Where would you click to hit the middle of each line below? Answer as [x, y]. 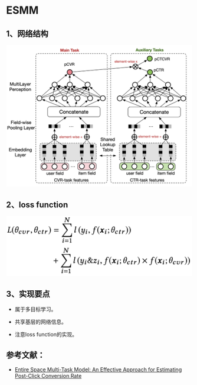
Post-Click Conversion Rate [48, 376]
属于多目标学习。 [35, 309]
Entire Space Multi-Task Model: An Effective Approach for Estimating [98, 370]
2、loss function [37, 205]
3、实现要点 [28, 294]
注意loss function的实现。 [46, 335]
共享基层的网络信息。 [40, 322]
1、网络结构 [27, 33]
